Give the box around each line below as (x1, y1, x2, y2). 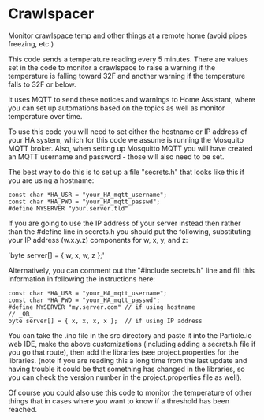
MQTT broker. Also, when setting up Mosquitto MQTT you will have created (8, 143, 254, 153)
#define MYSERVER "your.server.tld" (8, 204, 128, 213)
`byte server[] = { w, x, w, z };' (8, 250, 105, 260)
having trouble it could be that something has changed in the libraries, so (8, 364, 246, 374)
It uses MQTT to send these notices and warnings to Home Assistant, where (8, 95, 256, 104)
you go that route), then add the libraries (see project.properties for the (8, 348, 239, 357)
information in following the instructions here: (8, 273, 156, 284)
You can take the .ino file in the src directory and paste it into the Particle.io (8, 330, 252, 340)
